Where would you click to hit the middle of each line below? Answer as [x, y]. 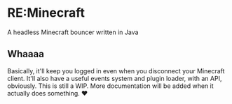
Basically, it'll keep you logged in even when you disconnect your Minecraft [116, 70]
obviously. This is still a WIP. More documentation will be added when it [110, 86]
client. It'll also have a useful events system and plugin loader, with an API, [115, 78]
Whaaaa [26, 54]
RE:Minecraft [46, 13]
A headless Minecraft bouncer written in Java [73, 32]
